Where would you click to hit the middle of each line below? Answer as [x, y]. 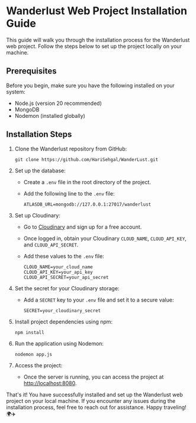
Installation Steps [39, 134]
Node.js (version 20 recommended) [58, 103]
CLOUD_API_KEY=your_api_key [58, 272]
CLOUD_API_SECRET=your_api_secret [66, 277]
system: [16, 92]
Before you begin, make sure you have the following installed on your [90, 85]
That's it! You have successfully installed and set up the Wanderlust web [95, 395]
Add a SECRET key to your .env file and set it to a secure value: [99, 300]
